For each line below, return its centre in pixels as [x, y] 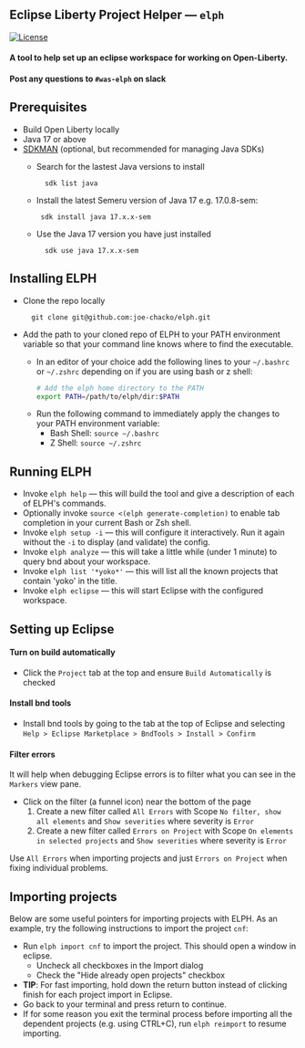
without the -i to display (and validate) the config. [117, 542]
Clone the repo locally [64, 300]
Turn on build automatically [62, 653]
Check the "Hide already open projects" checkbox [131, 975]
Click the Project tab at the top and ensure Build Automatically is [147, 672]
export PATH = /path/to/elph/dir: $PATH [108, 396]
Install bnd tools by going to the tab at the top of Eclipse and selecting [153, 723]
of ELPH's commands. [64, 503]
